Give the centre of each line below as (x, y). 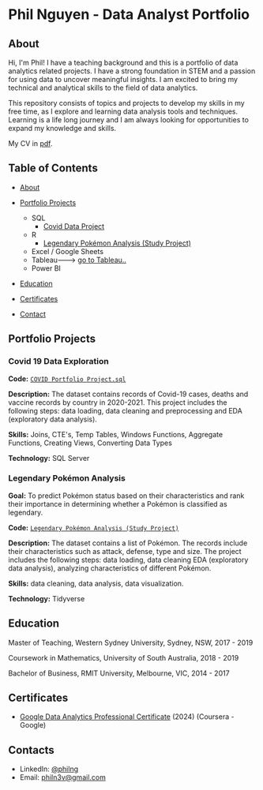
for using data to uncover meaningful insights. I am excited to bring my (123, 79)
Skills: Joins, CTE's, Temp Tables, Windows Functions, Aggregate (116, 434)
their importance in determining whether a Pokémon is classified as (118, 504)
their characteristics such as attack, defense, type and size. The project (125, 551)
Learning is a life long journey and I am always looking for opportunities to (128, 120)
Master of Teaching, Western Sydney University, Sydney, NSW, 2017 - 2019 (131, 642)
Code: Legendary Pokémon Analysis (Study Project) (94, 527)
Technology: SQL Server (49, 458)
